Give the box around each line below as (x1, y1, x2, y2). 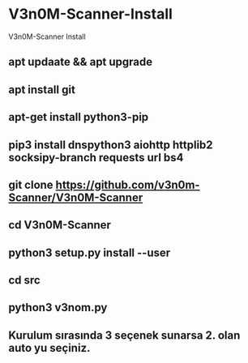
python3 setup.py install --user (8, 246, 171, 259)
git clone (8, 177, 54, 191)
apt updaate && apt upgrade (8, 55, 153, 69)
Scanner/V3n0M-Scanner (8, 190, 143, 204)
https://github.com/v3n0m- (55, 177, 200, 191)
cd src (8, 273, 41, 288)
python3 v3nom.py (8, 301, 108, 314)
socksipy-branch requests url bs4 (8, 151, 184, 164)
